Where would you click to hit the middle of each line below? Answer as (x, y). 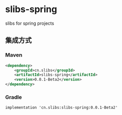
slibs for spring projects (30, 23)
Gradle (14, 97)
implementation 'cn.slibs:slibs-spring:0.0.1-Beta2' (62, 108)
